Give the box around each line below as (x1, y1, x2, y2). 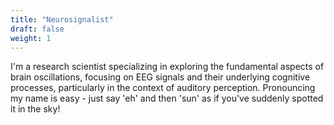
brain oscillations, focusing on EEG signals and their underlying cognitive (10, 71, 311, 83)
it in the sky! (10, 103, 61, 115)
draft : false (10, 24, 65, 34)
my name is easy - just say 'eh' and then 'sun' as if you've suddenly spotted (10, 92, 324, 105)
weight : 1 (10, 33, 52, 43)
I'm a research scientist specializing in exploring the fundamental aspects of (10, 61, 325, 73)
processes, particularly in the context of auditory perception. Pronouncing (10, 82, 316, 94)
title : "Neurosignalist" (10, 14, 114, 25)
